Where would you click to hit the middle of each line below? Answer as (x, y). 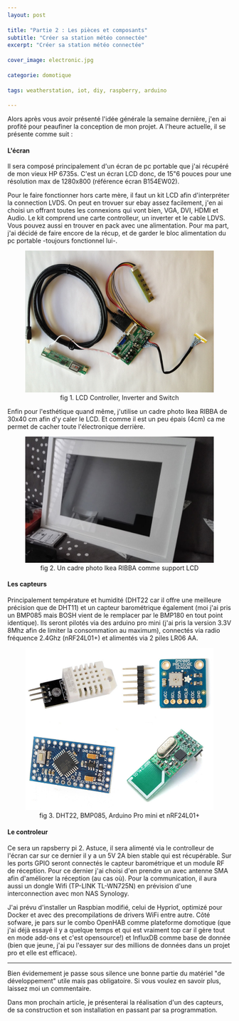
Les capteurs (27, 584)
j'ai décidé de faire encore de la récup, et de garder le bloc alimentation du (117, 233)
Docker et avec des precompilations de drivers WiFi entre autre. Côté (109, 915)
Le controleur (28, 832)
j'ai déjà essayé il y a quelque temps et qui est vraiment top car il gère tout (116, 930)
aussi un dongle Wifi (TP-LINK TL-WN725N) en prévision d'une (100, 885)
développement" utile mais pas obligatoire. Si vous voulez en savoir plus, (114, 980)
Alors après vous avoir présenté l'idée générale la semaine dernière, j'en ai (117, 119)
